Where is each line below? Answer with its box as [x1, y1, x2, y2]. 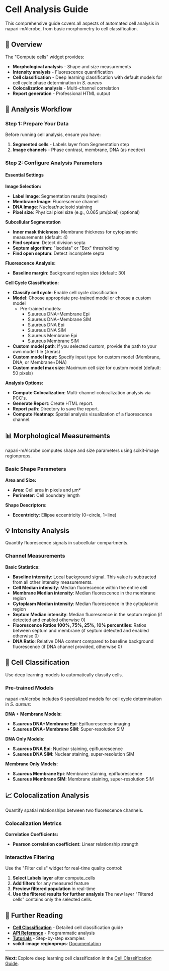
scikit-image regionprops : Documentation [12, 941, 101, 947]
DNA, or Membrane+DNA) [12, 359, 67, 365]
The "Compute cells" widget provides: [5, 54, 84, 60]
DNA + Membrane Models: [5, 711, 62, 717]
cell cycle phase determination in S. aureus [12, 79, 102, 85]
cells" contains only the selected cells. [12, 896, 93, 903]
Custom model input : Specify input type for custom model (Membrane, [12, 354, 161, 360]
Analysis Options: [5, 380, 44, 386]
